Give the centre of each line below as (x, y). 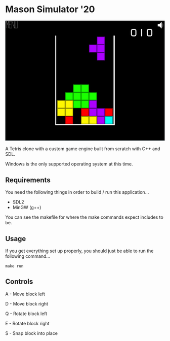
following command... (28, 256)
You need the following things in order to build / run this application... (77, 192)
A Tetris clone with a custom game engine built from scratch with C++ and (83, 149)
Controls (19, 282)
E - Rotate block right (27, 323)
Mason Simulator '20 (50, 9)
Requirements (28, 180)
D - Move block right (27, 303)
